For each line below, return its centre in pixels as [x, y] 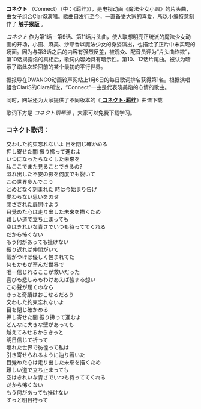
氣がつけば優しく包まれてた [40, 257]
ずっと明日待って [27, 400]
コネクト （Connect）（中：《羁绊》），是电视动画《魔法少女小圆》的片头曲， [99, 9]
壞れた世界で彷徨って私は [38, 348]
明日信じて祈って [27, 340]
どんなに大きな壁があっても [40, 325]
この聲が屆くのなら [30, 287]
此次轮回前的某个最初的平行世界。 [64, 67]
